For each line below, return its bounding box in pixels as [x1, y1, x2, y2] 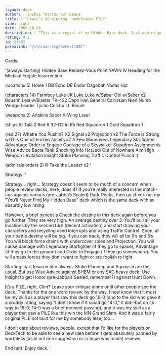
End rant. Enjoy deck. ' [5, 345, 51, 351]
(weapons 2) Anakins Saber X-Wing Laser [5, 112, 90, 118]
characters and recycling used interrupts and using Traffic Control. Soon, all [5, 228, 160, 234]
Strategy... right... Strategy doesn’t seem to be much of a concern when [5, 181, 152, 187]
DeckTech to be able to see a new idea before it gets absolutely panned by [5, 330, 157, 336]
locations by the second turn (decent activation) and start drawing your [5, 222, 151, 228]
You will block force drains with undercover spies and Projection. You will [5, 238, 154, 244]
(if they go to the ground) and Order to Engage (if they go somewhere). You [5, 248, 159, 254]
